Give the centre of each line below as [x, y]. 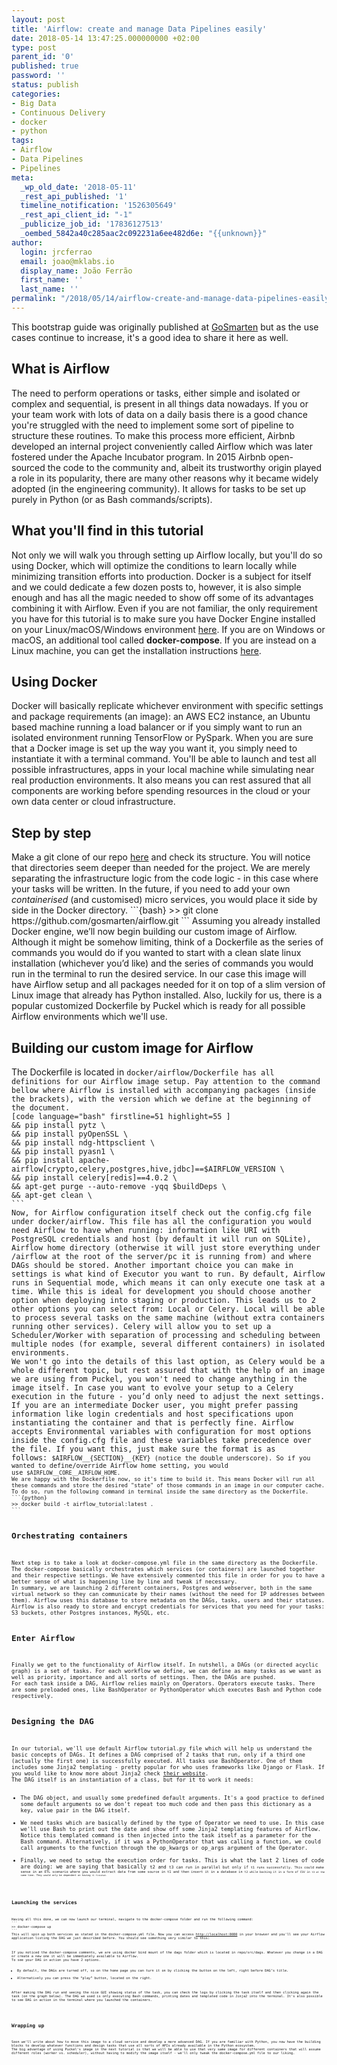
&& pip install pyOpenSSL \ [70, 1134]
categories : [36, 94]
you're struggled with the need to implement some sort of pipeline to [152, 425]
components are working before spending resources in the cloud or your [161, 791]
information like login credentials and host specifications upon [152, 1414]
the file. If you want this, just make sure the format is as [143, 1449]
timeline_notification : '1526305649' [99, 206]
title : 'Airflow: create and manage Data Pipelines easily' [139, 29]
